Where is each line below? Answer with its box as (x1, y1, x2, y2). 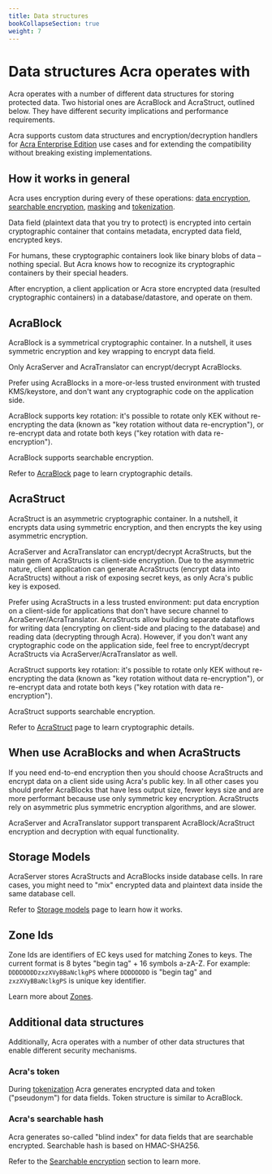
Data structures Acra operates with (8, 62, 250, 81)
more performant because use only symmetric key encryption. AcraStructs (8, 793, 259, 803)
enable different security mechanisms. (8, 1045, 137, 1055)
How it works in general (8, 172, 130, 186)
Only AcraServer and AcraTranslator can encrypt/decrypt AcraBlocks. (8, 361, 242, 371)
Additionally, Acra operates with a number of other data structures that (8, 1037, 245, 1046)
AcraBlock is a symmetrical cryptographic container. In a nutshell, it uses (8, 337, 253, 347)
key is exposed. (8, 581, 61, 591)
